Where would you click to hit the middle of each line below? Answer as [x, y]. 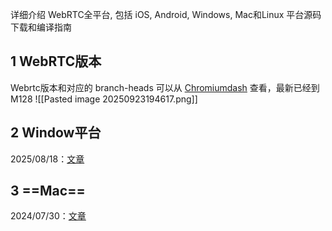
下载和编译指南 [41, 27]
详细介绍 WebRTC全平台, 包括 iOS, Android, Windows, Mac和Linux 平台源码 [166, 14]
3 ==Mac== [48, 191]
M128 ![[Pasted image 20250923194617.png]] [104, 99]
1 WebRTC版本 [56, 61]
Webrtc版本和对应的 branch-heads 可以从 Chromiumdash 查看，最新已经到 [165, 87]
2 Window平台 [56, 133]
